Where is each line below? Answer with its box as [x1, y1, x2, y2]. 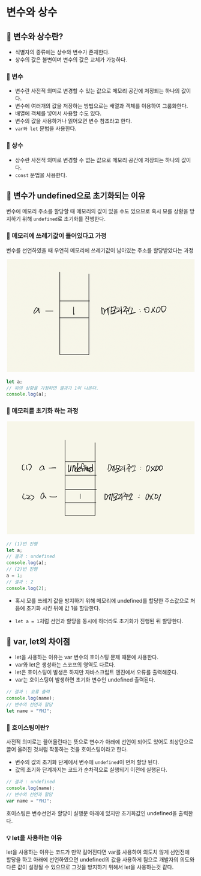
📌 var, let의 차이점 [6, 636, 71, 647]
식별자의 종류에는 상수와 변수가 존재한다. [14, 49, 110, 55]
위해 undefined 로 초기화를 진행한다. [22, 215, 106, 223]
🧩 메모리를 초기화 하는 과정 [6, 407, 79, 415]
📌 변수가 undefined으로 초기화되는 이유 [6, 190, 146, 200]
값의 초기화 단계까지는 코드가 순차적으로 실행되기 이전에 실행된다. [14, 766, 167, 774]
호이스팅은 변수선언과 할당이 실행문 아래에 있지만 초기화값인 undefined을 [6, 809, 178, 816]
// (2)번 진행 [6, 567, 38, 573]
